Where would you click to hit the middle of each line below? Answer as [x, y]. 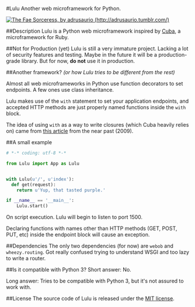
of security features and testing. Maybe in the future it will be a [82, 55]
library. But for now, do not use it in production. [78, 61]
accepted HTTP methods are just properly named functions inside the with [96, 107]
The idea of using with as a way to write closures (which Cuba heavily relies [97, 125]
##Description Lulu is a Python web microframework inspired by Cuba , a [93, 31]
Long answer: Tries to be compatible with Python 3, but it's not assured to [95, 281]
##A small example [29, 142]
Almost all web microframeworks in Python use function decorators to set [95, 83]
